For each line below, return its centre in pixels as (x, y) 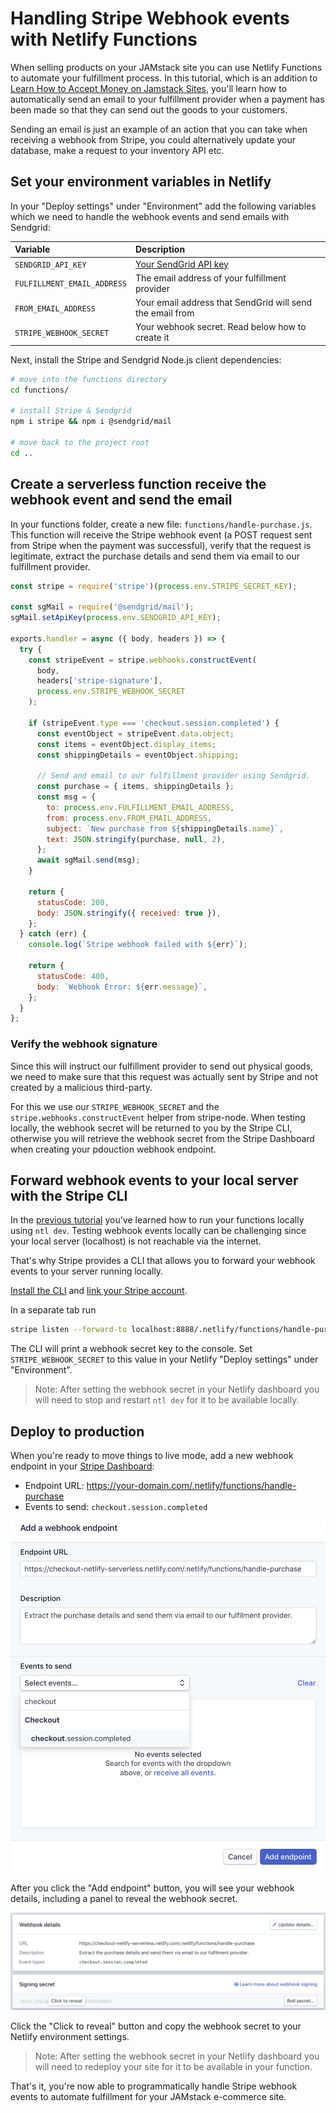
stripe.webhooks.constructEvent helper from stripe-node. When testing (158, 1117)
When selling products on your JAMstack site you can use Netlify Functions (166, 67)
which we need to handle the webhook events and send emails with (150, 216)
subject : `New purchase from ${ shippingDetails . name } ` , (165, 828)
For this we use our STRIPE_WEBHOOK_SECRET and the (115, 1106)
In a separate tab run (53, 1310)
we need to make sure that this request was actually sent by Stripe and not (164, 1076)
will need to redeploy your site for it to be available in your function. (173, 2067)
